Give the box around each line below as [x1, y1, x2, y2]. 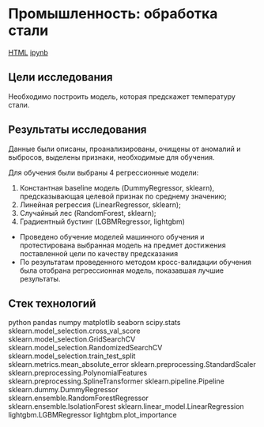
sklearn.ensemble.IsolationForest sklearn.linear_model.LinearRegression [8, 402, 244, 411]
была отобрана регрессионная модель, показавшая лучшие [19, 266, 224, 275]
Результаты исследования [8, 123, 147, 137]
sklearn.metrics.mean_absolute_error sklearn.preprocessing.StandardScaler [8, 360, 256, 369]
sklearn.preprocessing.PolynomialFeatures [8, 368, 148, 378]
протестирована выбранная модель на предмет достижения [19, 240, 227, 250]
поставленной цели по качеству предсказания [19, 248, 179, 258]
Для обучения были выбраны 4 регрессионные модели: [8, 168, 199, 177]
